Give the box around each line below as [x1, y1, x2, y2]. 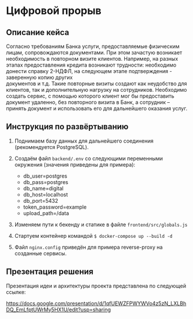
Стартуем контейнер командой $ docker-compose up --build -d [14, 232, 173, 239]
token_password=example [23, 203, 87, 210]
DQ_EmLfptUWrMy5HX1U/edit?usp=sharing [6, 306, 111, 313]
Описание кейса [6, 27, 69, 37]
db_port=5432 [23, 197, 58, 204]
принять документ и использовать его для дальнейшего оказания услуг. [6, 105, 188, 112]
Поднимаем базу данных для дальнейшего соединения [14, 137, 154, 144]
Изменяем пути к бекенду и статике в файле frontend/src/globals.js [14, 221, 188, 228]
